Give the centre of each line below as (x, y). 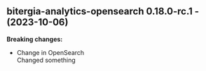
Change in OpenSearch (50, 52)
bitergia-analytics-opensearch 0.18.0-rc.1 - (103, 11)
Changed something (46, 60)
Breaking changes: (35, 39)
